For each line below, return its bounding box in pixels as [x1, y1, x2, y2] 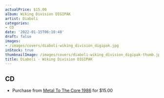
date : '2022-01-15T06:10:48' [5, 30, 64, 34]
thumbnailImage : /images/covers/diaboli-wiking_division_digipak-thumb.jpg [5, 52, 163, 57]
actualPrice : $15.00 [5, 7, 47, 12]
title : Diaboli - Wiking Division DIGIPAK [5, 57, 93, 62]
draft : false [5, 34, 32, 39]
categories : [5, 20, 29, 26]
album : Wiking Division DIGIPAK [5, 12, 71, 16]
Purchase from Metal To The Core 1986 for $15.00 [12, 88, 113, 94]
